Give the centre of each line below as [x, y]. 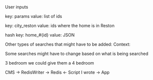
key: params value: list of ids [34, 16]
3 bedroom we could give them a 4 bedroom [50, 63]
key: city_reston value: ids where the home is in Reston [60, 26]
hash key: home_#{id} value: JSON [40, 35]
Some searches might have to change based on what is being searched [77, 53]
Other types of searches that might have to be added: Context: [68, 44]
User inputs [17, 7]
